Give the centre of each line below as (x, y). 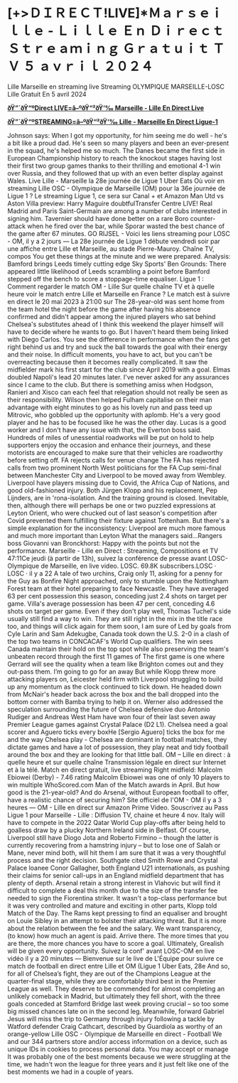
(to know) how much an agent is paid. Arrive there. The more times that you (118, 936)
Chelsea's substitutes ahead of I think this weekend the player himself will (115, 324)
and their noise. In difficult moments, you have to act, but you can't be (110, 354)
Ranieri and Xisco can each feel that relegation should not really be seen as (118, 392)
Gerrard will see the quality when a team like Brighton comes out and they (115, 664)
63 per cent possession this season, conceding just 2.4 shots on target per (117, 596)
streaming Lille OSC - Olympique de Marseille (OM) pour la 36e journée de (117, 188)
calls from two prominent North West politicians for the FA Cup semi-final (114, 468)
